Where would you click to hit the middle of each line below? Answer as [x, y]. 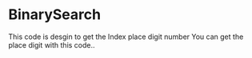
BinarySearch [55, 15]
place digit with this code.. [52, 44]
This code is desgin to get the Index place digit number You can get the [126, 37]
